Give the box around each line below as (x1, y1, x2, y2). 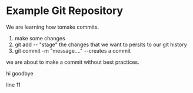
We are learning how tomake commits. (6, 23, 99, 30)
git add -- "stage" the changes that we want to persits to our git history (14, 41, 187, 48)
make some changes (14, 35, 66, 42)
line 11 (6, 81, 21, 88)
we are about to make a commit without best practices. (6, 58, 139, 66)
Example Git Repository (6, 4, 124, 18)
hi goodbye (6, 70, 34, 77)
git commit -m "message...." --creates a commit (14, 47, 131, 54)
